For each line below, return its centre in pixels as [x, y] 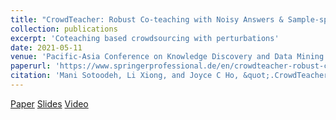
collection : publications [64, 29]
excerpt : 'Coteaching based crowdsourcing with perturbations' [145, 38]
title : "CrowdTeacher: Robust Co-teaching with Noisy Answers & [147, 19]
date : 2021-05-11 [46, 47]
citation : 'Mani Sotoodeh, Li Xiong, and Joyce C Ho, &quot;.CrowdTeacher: [171, 76]
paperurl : [31, 66]
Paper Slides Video [49, 103]
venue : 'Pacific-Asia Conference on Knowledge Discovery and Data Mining [167, 57]
